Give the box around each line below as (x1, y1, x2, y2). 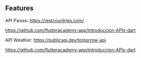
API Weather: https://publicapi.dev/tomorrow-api (5, 37, 106, 43)
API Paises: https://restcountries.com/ (5, 17, 84, 23)
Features (5, 4, 34, 13)
